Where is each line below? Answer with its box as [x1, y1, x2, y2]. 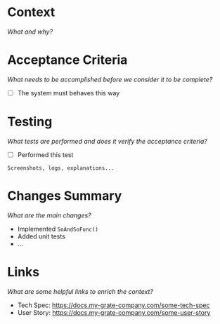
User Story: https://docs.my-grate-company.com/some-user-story [17, 308, 211, 316]
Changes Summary [7, 188, 122, 204]
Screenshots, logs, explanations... [7, 164, 115, 172]
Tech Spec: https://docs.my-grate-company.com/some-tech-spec [17, 301, 210, 309]
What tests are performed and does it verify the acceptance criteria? [7, 137, 207, 145]
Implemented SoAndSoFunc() [17, 224, 98, 233]
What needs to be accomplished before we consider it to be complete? [7, 75, 213, 83]
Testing [7, 114, 53, 130]
